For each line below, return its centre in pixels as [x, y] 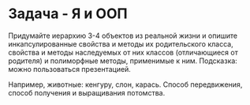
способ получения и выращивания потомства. [87, 92]
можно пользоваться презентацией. [70, 69]
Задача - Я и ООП [68, 14]
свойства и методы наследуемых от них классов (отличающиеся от [123, 52]
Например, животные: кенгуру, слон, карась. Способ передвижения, [125, 84]
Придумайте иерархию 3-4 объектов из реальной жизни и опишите [123, 36]
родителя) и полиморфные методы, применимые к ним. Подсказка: [123, 61]
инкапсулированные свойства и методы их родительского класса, [121, 43]
